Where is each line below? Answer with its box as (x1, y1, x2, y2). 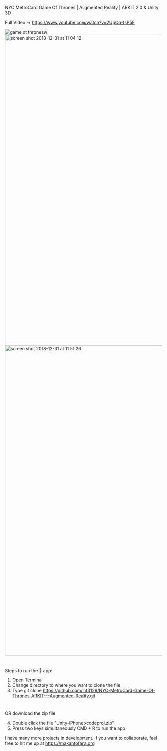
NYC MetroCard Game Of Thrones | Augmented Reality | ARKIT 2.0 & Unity (5, 5, 159, 10)
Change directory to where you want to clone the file (12, 682, 121, 688)
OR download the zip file (5, 710, 56, 716)
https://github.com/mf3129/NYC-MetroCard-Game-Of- (43, 688, 156, 694)
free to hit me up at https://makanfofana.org (5, 740, 95, 746)
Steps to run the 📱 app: (5, 668, 53, 674)
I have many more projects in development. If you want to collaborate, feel (5, 735, 158, 741)
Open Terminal (12, 677, 43, 683)
